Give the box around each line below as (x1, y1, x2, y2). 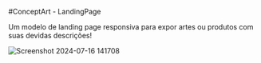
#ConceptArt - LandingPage (8, 7, 101, 16)
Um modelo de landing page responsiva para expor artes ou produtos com (8, 22, 254, 31)
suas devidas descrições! (8, 31, 93, 40)
